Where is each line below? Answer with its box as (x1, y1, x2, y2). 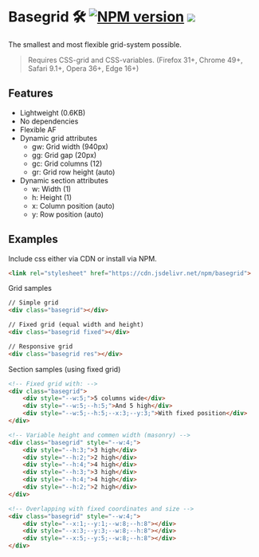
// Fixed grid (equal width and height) (8, 321, 145, 329)
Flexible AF (19, 124, 57, 134)
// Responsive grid (8, 342, 73, 351)
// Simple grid (8, 299, 59, 307)
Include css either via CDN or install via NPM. (8, 253, 157, 263)
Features (8, 87, 53, 100)
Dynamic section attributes (19, 175, 109, 185)
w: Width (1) (31, 184, 72, 194)
